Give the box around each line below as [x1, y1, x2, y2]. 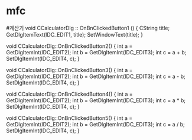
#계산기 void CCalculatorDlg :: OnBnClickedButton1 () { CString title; [6, 24, 170, 31]
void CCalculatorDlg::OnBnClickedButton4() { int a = [6, 90, 133, 97]
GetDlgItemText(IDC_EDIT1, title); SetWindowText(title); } [6, 31, 144, 38]
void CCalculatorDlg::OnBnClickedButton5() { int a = [6, 114, 133, 122]
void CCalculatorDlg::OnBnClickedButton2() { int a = [6, 43, 133, 50]
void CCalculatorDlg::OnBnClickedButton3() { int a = [6, 66, 133, 73]
